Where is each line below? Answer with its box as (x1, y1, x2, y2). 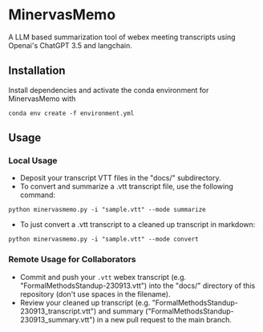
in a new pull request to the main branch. (96, 314, 233, 324)
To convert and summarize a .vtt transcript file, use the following (19, 182, 234, 192)
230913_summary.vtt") (19, 314, 95, 324)
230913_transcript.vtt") (19, 306, 97, 316)
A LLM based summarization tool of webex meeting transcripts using (8, 32, 236, 42)
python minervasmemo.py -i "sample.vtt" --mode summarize (8, 206, 206, 214)
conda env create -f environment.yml (8, 109, 135, 117)
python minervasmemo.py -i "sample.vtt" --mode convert (8, 235, 199, 244)
